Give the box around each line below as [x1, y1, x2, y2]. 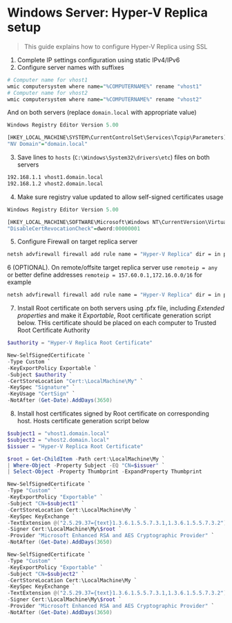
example [7, 278, 32, 286]
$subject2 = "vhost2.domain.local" [7, 436, 110, 443]
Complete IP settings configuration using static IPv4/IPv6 [17, 55, 180, 64]
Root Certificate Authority [17, 326, 90, 335]
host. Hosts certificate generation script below [17, 417, 150, 425]
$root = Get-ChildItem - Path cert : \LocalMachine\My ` [7, 455, 166, 463]
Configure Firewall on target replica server [17, 237, 138, 246]
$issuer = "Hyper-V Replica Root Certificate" [7, 443, 144, 450]
